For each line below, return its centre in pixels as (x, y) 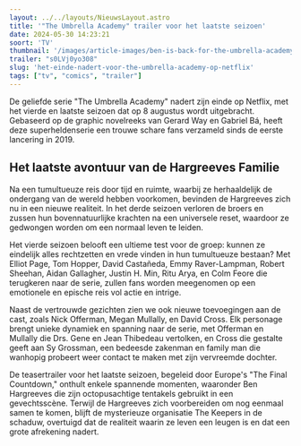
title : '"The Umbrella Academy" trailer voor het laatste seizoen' (138, 26)
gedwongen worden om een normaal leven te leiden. (107, 227)
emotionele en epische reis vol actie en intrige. (95, 292)
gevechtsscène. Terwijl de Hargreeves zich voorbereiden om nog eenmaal (146, 403)
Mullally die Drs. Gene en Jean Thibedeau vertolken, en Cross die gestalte (146, 338)
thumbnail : (30, 51)
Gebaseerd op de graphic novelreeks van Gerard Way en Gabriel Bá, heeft (146, 120)
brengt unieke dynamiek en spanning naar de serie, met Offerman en (137, 329)
